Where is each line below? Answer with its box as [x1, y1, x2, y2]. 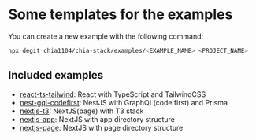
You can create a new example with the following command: [8, 31, 204, 41]
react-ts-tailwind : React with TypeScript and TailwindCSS [19, 89, 206, 99]
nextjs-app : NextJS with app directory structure [19, 114, 176, 123]
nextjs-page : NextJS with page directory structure [19, 123, 184, 132]
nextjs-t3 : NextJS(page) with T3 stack [19, 106, 144, 116]
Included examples [8, 68, 104, 82]
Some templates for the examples [8, 6, 233, 24]
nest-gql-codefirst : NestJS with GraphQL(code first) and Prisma [19, 98, 228, 107]
